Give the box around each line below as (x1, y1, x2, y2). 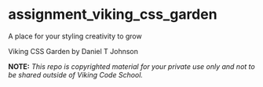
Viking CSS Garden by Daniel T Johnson (8, 46, 139, 56)
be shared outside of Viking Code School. (8, 70, 144, 79)
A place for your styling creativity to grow (8, 31, 143, 41)
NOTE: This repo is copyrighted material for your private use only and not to (8, 61, 255, 71)
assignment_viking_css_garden (8, 5, 217, 24)
